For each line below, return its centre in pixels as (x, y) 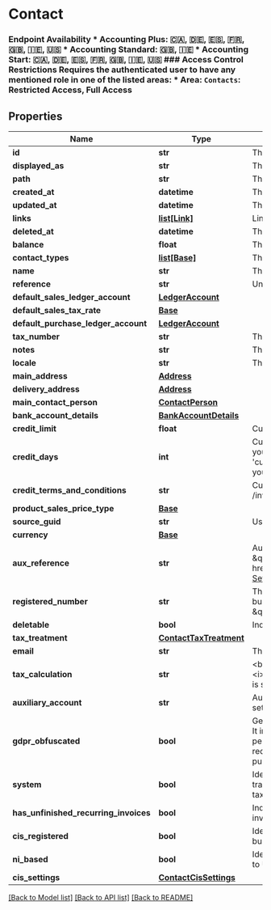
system (27, 784)
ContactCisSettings (197, 877)
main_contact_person (55, 402)
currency (30, 535)
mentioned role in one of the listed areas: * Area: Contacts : (125, 80)
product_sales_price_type (63, 508)
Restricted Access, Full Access (71, 90)
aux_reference (41, 563)
